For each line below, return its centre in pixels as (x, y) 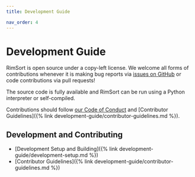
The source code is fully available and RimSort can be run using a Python (96, 92)
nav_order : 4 (22, 22)
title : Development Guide (38, 12)
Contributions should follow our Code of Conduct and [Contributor (87, 110)
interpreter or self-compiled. (41, 98)
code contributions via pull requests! (51, 81)
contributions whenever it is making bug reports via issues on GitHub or (94, 74)
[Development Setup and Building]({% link (66, 149)
